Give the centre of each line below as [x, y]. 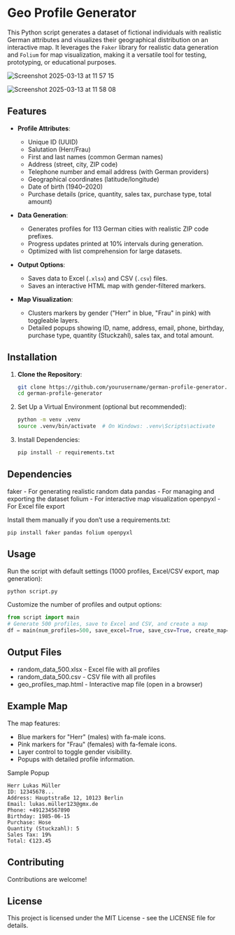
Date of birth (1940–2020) [65, 187]
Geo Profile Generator [72, 13]
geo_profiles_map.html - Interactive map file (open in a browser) [110, 684]
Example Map [37, 706]
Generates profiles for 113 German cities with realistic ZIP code [118, 229]
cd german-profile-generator [60, 393]
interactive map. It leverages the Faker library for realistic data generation [113, 47]
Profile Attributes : [44, 128]
